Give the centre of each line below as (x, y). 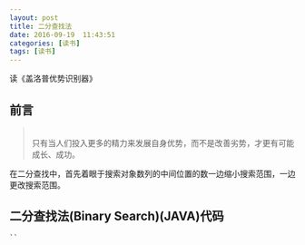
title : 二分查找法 (41, 26)
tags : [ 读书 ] (33, 52)
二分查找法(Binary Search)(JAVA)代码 (117, 216)
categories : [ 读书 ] (45, 43)
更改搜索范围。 (37, 185)
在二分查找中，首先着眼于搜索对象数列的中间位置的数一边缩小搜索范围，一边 (152, 173)
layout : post (34, 18)
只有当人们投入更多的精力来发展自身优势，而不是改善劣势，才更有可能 (163, 142)
